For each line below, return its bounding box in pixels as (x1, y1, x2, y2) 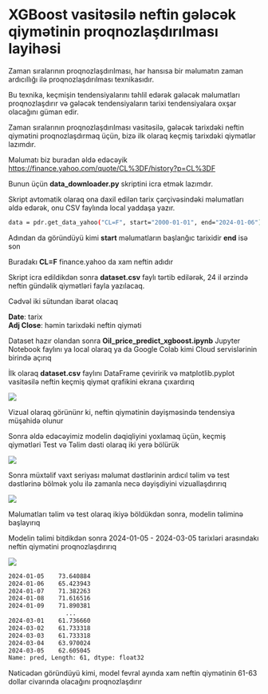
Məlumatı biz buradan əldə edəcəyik (8, 154, 128, 165)
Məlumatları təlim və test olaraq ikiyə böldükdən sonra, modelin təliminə (8, 509, 243, 519)
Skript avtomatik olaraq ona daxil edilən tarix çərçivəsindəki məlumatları (8, 194, 245, 204)
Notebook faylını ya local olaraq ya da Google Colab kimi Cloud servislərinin (8, 344, 258, 353)
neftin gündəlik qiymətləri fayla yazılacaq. (8, 281, 145, 290)
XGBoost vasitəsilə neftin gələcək (8, 6, 237, 24)
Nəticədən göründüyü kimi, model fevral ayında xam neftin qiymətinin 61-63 (8, 668, 258, 678)
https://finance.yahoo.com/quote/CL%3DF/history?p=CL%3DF (8, 163, 216, 173)
